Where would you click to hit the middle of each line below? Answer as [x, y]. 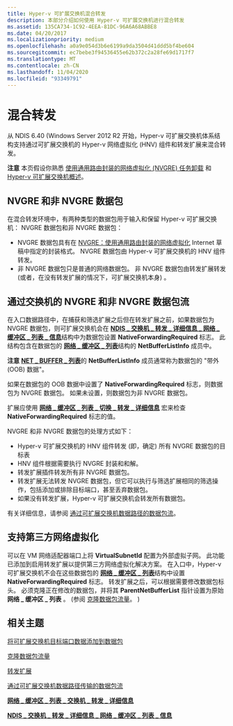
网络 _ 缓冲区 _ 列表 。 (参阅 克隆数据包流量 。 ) [74, 599]
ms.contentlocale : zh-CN [43, 66]
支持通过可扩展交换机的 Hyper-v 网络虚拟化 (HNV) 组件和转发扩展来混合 [116, 144]
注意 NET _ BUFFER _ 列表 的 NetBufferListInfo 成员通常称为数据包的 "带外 [113, 361]
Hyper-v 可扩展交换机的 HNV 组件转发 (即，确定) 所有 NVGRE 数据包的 [118, 446]
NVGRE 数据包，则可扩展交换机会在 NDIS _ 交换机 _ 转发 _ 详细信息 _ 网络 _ [114, 328]
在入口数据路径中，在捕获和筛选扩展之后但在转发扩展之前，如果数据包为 [111, 319]
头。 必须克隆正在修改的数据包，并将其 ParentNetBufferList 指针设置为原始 [115, 590]
